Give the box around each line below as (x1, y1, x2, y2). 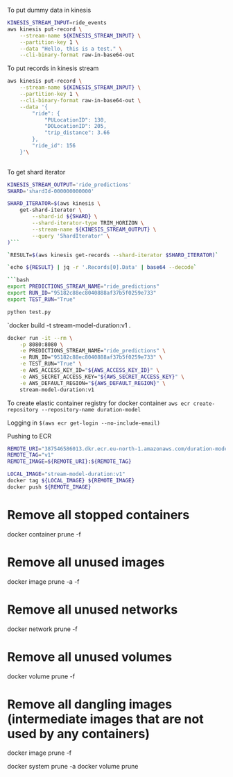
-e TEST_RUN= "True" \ (19, 361, 82, 368)
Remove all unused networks (7, 601, 178, 617)
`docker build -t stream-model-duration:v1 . (7, 321, 131, 329)
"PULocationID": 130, (44, 116, 107, 124)
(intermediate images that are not (7, 711, 204, 727)
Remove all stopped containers (7, 507, 190, 523)
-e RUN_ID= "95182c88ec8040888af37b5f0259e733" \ (19, 354, 163, 361)
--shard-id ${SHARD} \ (32, 213, 98, 220)
